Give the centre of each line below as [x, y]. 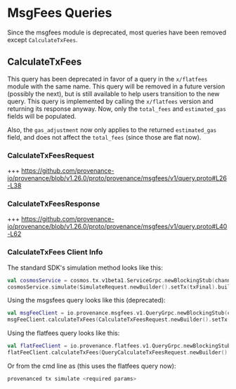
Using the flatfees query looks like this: [64, 333]
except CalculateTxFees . [42, 39]
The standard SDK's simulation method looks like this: [85, 268]
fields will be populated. [42, 116]
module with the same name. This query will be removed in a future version [116, 86]
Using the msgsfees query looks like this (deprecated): [87, 301]
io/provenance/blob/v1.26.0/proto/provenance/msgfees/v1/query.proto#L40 [117, 227]
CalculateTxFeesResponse [54, 204]
